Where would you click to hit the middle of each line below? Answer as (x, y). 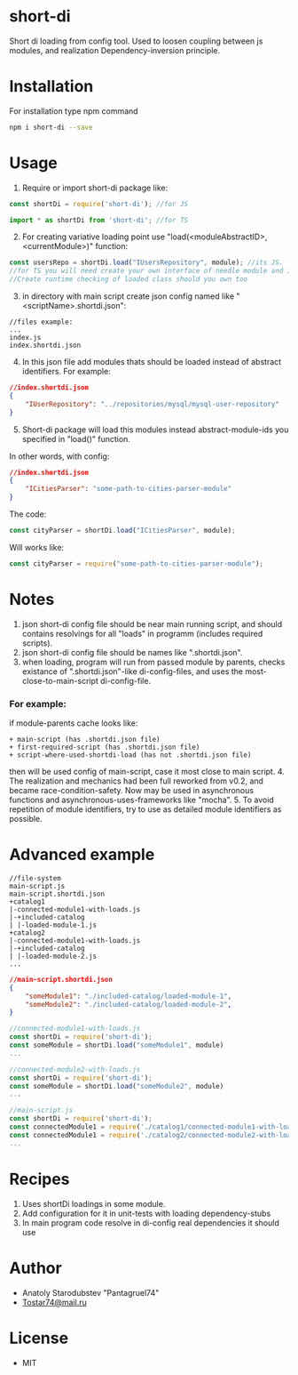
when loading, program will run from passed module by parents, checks (153, 662)
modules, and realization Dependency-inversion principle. (115, 50)
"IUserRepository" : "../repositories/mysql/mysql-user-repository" (152, 404)
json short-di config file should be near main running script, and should (152, 623)
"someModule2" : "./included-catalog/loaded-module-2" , (129, 1004)
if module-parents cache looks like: (74, 723)
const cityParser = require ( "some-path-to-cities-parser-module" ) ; (137, 563)
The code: (28, 514)
